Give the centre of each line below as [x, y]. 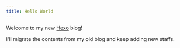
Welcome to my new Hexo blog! [44, 28]
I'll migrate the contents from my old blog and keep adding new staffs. [91, 39]
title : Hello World [30, 11]
